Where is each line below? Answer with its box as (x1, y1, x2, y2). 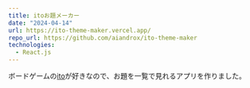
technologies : (8, 41, 56, 49)
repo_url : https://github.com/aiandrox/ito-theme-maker (8, 33, 197, 42)
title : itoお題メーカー (8, 11, 80, 20)
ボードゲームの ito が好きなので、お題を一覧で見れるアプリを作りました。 (8, 71, 247, 80)
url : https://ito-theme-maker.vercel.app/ (8, 26, 151, 34)
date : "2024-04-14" (8, 19, 73, 27)
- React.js (15, 48, 52, 56)
